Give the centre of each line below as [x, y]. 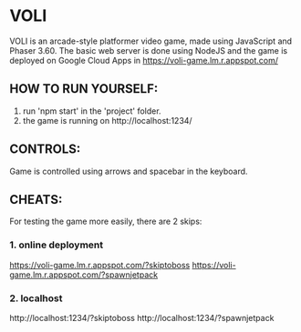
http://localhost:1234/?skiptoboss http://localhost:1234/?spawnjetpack [142, 317]
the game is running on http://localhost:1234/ [108, 120]
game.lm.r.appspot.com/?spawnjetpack [83, 275]
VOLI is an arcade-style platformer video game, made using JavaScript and [151, 41]
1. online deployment [57, 245]
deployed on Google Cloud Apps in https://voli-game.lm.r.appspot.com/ [144, 60]
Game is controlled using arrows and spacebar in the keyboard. [129, 171]
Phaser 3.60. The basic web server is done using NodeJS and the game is [149, 50]
